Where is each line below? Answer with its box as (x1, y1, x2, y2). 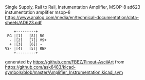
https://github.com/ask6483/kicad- (5, 64, 76, 70)
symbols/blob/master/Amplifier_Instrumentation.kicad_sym (5, 69, 123, 75)
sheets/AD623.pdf (5, 20, 42, 25)
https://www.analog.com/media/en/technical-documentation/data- (5, 15, 139, 20)
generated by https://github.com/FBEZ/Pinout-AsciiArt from (5, 59, 125, 65)
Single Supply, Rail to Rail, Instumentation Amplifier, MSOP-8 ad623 (5, 4, 141, 10)
